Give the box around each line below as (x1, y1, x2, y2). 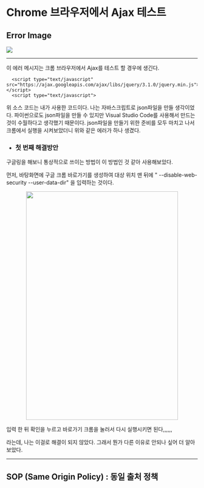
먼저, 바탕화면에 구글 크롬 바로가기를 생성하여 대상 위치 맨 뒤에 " (6, 171, 158, 179)
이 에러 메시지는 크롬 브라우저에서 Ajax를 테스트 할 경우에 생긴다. (6, 65, 160, 71)
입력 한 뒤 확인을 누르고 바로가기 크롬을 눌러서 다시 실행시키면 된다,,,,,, (6, 426, 173, 433)
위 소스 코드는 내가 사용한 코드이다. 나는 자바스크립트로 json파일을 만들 (6, 104, 174, 111)
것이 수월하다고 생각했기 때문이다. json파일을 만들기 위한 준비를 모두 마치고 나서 (6, 119, 195, 126)
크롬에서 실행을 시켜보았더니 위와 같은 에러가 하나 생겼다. (6, 127, 141, 134)
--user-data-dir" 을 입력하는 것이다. (28, 179, 114, 186)
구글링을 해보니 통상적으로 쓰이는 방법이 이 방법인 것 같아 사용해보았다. (6, 158, 173, 166)
